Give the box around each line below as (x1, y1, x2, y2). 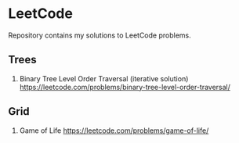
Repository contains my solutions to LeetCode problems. (8, 30, 191, 40)
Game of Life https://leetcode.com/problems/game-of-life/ (19, 126, 209, 135)
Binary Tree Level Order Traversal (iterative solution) (19, 73, 189, 83)
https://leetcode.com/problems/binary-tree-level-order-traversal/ (19, 82, 231, 91)
